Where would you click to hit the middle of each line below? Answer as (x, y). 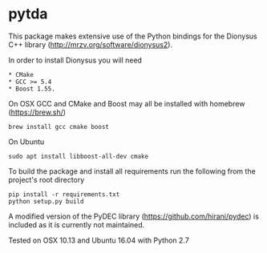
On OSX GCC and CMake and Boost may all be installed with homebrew (127, 103)
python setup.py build (46, 201)
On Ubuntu (26, 142)
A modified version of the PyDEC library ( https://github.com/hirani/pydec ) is (133, 216)
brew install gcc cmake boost (59, 127)
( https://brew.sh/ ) (37, 112)
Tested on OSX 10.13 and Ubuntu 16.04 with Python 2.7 (99, 240)
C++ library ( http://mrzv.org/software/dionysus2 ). (91, 44)
